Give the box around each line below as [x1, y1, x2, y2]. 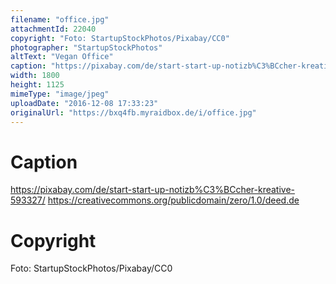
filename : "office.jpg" [10, 14, 110, 25]
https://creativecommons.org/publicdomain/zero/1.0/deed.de [47, 194, 300, 206]
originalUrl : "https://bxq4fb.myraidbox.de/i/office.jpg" [10, 107, 257, 118]
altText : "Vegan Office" [10, 52, 114, 62]
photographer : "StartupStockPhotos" [10, 42, 163, 53]
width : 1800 [10, 71, 60, 81]
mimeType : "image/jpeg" [10, 89, 110, 99]
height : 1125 [10, 80, 65, 90]
